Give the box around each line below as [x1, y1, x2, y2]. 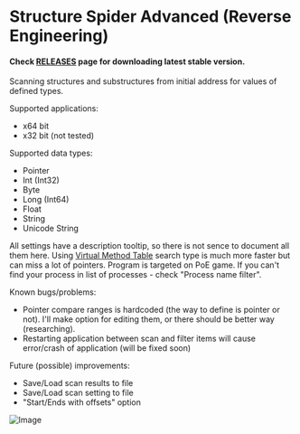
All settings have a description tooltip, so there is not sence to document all [9, 241, 290, 251]
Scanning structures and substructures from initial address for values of [9, 76, 277, 87]
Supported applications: [9, 103, 99, 114]
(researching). [22, 324, 76, 335]
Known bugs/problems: [9, 287, 97, 297]
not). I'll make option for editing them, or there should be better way [22, 314, 276, 325]
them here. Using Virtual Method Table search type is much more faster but [9, 250, 291, 261]
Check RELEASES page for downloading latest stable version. [9, 56, 246, 67]
